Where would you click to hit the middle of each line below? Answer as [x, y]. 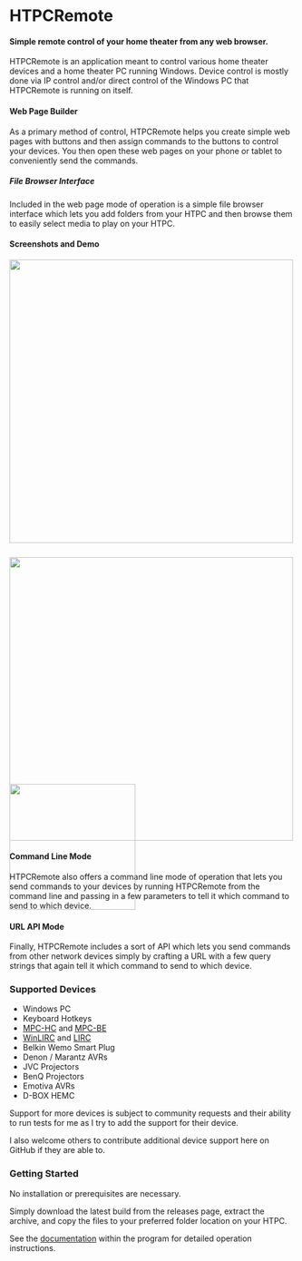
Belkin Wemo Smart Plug [68, 1048]
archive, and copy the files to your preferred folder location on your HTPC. [148, 1220]
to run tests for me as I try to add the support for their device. [124, 1123]
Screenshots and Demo [54, 244]
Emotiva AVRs [49, 1086]
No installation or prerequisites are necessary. [95, 1193]
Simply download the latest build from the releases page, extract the [137, 1211]
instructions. [33, 1247]
